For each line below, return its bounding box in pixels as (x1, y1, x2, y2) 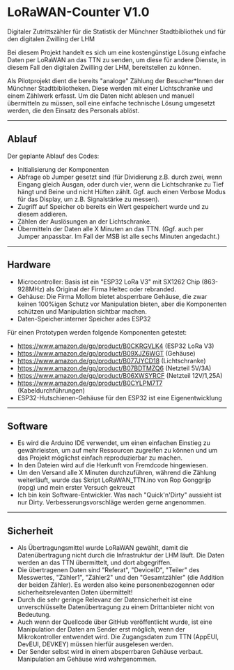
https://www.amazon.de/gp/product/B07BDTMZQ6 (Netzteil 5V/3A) (17, 364, 212, 372)
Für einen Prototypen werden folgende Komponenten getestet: (7, 328, 187, 336)
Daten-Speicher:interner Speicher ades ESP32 (17, 314, 151, 323)
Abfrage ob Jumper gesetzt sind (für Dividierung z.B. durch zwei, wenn (17, 173, 223, 181)
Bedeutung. (17, 611, 51, 619)
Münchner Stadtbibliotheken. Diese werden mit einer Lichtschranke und (7, 84, 214, 92)
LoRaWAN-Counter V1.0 (7, 4, 150, 20)
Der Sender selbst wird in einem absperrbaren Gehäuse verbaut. (17, 648, 203, 656)
